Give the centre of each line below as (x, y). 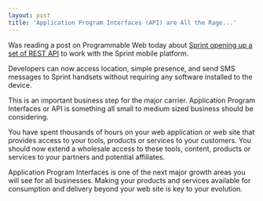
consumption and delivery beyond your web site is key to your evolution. (126, 188)
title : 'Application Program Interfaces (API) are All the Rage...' (122, 23)
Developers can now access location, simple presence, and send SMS (122, 68)
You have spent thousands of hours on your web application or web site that (131, 132)
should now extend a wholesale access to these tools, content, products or (130, 149)
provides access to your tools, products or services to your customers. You (130, 140)
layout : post (29, 15)
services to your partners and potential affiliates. (87, 156)
